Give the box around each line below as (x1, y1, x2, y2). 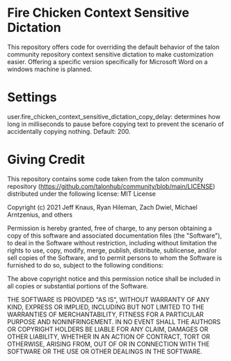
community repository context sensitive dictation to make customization (7, 50, 214, 59)
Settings (7, 89, 57, 105)
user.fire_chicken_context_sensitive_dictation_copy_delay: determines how (7, 112, 221, 121)
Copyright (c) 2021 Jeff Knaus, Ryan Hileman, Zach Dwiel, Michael (7, 203, 198, 211)
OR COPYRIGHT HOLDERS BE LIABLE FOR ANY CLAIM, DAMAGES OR (7, 325, 209, 333)
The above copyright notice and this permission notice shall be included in (7, 274, 221, 283)
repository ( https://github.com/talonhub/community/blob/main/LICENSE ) (7, 182, 216, 190)
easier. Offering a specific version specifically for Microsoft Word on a (7, 57, 208, 66)
